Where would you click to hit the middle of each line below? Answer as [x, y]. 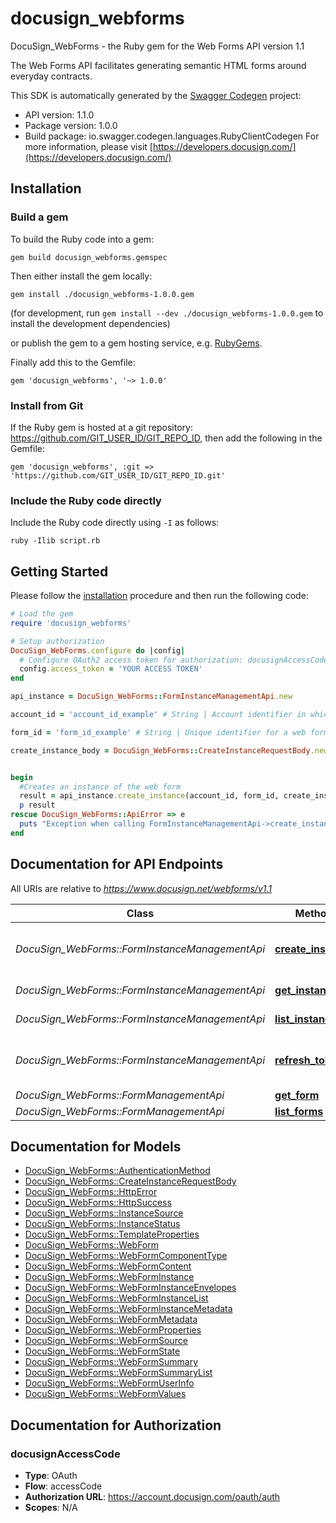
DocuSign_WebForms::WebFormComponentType [126, 1256]
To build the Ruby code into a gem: [82, 239]
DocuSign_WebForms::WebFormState [102, 1351]
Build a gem [39, 217]
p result [37, 805]
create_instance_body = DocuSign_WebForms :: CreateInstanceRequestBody [160, 750]
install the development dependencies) [90, 323]
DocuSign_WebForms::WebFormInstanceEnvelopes [130, 1288]
